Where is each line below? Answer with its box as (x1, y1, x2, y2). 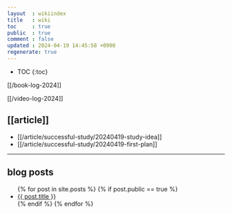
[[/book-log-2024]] (7, 81, 62, 89)
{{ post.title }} (17, 192, 57, 200)
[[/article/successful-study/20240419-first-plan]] (17, 139, 157, 148)
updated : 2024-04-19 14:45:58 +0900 (7, 42, 116, 49)
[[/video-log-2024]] (7, 94, 64, 102)
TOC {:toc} (17, 67, 48, 76)
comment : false (7, 36, 54, 43)
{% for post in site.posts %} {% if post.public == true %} (17, 184, 178, 193)
